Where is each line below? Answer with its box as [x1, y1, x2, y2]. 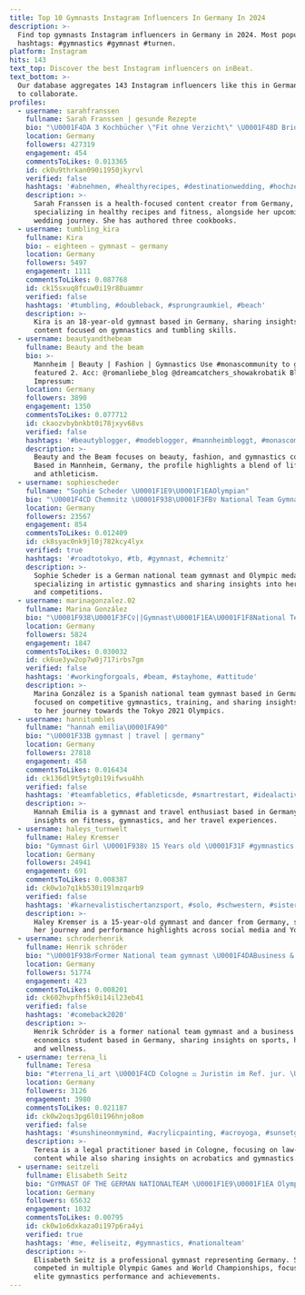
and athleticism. [33, 470, 100, 479]
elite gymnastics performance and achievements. [33, 1272, 221, 1281]
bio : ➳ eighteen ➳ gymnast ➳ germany [25, 242, 169, 251]
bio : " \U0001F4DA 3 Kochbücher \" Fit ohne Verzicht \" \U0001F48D [25, 124, 279, 133]
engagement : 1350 [25, 402, 92, 412]
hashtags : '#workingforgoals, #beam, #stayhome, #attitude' [25, 672, 258, 682]
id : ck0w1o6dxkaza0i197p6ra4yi [25, 1221, 144, 1230]
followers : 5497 [25, 258, 88, 268]
